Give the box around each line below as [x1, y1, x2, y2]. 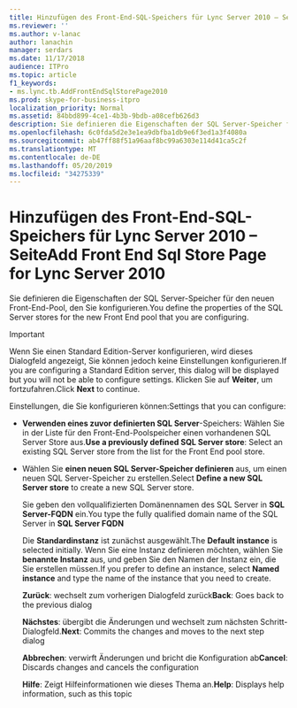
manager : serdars [9, 46, 73, 55]
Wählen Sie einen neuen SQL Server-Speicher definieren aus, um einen [21, 464, 287, 474]
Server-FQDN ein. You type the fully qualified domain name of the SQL [21, 509, 278, 519]
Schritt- [260, 617, 288, 627]
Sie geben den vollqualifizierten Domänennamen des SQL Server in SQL [21, 499, 286, 510]
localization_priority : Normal [9, 104, 125, 112]
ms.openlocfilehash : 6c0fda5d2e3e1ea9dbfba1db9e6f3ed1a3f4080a [9, 128, 247, 137]
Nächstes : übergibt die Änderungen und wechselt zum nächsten [21, 617, 259, 627]
